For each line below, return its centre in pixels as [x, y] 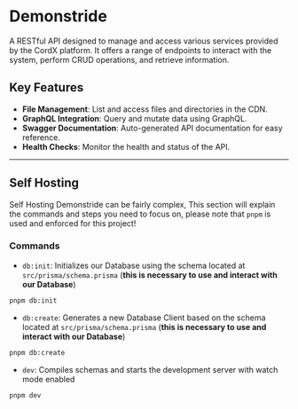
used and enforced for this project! [73, 223]
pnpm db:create [37, 352]
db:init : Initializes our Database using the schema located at [133, 265]
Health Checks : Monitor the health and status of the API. [126, 146]
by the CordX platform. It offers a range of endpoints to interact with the [141, 50]
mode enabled [48, 379]
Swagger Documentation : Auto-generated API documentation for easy [152, 128]
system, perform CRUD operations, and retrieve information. [119, 59]
